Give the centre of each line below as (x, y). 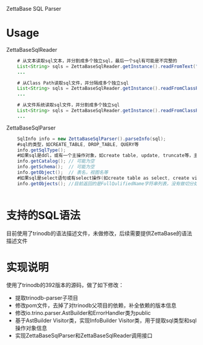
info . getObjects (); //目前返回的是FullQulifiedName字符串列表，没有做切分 (105, 183)
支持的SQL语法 (43, 215)
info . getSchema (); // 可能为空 (56, 167)
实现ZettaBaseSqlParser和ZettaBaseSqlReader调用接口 (84, 336)
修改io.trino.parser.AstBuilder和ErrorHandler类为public (83, 313)
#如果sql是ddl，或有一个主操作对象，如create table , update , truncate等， (105, 156)
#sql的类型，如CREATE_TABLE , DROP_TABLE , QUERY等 (78, 144)
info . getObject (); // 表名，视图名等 (63, 172)
